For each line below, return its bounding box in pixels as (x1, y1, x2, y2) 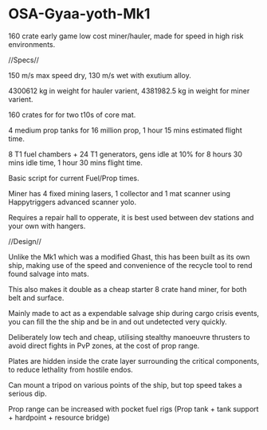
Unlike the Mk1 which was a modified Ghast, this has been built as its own (8, 252, 250, 262)
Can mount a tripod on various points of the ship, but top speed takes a (8, 380, 242, 389)
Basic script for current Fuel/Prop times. (8, 173, 139, 183)
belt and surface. (8, 293, 65, 302)
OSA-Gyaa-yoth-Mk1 (8, 5, 151, 23)
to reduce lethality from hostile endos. (8, 365, 133, 374)
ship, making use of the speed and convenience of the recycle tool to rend (8, 260, 253, 270)
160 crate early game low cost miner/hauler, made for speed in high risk (8, 31, 244, 41)
